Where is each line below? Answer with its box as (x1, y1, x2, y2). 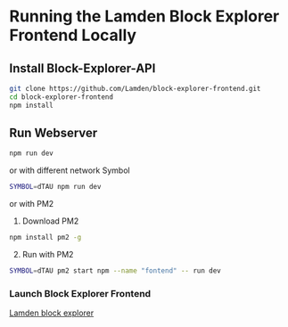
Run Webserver (9, 126, 98, 141)
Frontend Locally (9, 25, 136, 45)
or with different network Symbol (9, 165, 131, 176)
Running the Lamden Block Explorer (9, 6, 280, 27)
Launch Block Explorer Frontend (9, 287, 152, 299)
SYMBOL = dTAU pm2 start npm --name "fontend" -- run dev (9, 266, 221, 275)
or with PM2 (9, 199, 54, 209)
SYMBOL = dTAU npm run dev (9, 183, 102, 192)
